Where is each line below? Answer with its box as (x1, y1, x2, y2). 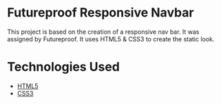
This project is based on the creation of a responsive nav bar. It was (7, 28, 200, 36)
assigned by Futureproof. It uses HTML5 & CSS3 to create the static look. (7, 34, 215, 43)
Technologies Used (7, 59, 120, 75)
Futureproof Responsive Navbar (7, 5, 194, 21)
